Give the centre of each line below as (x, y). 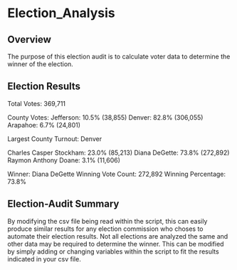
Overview (30, 40)
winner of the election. (40, 64)
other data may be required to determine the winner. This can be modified (116, 244)
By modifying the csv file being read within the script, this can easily (107, 221)
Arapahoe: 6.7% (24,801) (44, 125)
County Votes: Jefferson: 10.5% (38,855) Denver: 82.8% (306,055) (105, 117)
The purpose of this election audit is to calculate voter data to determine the (119, 56)
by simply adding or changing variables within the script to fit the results (113, 251)
